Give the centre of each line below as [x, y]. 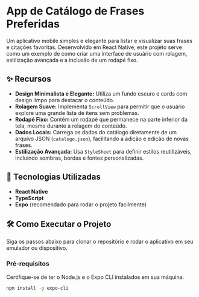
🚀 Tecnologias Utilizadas [53, 177]
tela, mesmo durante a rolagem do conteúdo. [71, 126]
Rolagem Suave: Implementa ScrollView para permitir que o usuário [100, 106]
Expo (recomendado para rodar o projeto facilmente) [81, 204]
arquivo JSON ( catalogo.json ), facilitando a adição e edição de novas [102, 139]
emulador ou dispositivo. [37, 248]
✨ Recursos [29, 79]
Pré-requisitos [28, 264]
